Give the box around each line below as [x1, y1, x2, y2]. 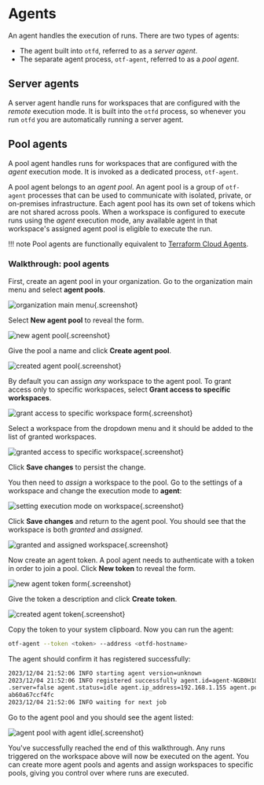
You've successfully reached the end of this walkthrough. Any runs [8, 743, 225, 753]
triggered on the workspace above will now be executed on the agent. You [8, 752, 249, 761]
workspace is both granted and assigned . [8, 525, 143, 534]
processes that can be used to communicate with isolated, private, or [27, 190, 252, 200]
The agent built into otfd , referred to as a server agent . [19, 46, 198, 55]
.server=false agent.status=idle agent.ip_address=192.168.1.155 [8, 684, 226, 692]
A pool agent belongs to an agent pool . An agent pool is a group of [8, 182, 224, 191]
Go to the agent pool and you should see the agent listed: [8, 713, 194, 722]
